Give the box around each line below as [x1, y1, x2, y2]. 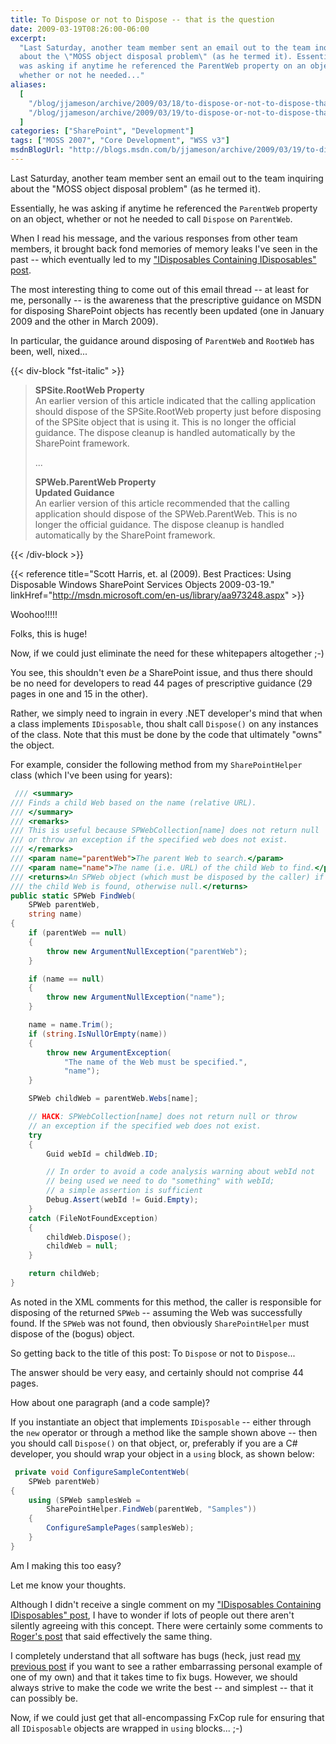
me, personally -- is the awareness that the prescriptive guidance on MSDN [10, 294, 322, 306]
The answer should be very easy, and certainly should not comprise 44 [10, 1366, 305, 1378]
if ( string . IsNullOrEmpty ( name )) [28, 1029, 168, 1039]
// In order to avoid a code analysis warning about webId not [46, 1167, 315, 1177]
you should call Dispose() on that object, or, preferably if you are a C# [10, 1437, 298, 1449]
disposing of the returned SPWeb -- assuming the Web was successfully [10, 1306, 303, 1318]
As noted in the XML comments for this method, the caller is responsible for [10, 1296, 322, 1308]
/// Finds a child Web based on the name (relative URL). [10, 797, 257, 808]
